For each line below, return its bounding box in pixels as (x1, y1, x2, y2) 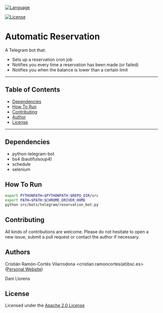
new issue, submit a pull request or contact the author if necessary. (5, 234, 140, 239)
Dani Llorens (5, 276, 31, 281)
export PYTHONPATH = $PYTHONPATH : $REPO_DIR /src (5, 193, 98, 198)
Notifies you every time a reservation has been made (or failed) (12, 61, 139, 68)
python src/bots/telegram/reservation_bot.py (5, 203, 98, 207)
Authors (5, 248, 31, 257)
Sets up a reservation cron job (12, 56, 73, 62)
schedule (12, 161, 31, 167)
